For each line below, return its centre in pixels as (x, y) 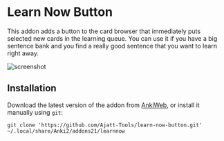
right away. (23, 53)
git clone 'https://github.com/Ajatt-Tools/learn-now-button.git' (105, 125)
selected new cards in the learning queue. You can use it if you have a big (112, 38)
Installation (32, 88)
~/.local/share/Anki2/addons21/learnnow (66, 131)
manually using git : (35, 112)
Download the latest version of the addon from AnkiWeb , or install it (103, 105)
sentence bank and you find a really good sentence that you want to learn (112, 46)
